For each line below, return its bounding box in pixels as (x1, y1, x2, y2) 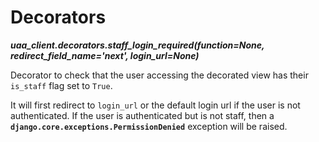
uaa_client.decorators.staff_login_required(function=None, (10, 39, 265, 51)
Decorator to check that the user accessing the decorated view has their (10, 69, 309, 81)
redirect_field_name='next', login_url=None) (10, 49, 200, 61)
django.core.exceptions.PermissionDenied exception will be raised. (10, 120, 288, 132)
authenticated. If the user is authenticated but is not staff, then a (10, 109, 275, 121)
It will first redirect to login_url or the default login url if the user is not (10, 99, 301, 111)
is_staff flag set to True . (10, 79, 113, 91)
